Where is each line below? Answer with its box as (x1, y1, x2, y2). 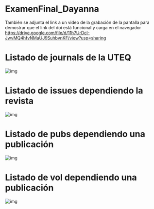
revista (5, 96, 34, 106)
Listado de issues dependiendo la (5, 85, 143, 96)
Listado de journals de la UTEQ (5, 52, 131, 63)
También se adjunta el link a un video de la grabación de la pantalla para (5, 19, 150, 25)
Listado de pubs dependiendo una (5, 129, 146, 139)
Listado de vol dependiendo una (5, 172, 137, 183)
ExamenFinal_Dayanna (5, 3, 100, 15)
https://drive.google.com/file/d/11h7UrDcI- (5, 30, 90, 35)
